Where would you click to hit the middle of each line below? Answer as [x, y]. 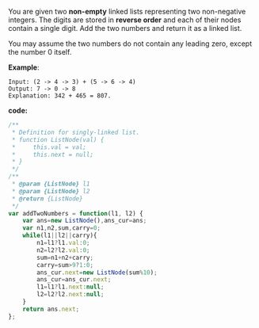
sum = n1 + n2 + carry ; [65, 257]
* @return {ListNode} [47, 198]
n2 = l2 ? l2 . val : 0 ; [63, 250]
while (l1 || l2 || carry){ [60, 236]
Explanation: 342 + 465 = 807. [60, 96]
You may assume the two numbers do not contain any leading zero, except [130, 44]
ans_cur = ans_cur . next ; [74, 280]
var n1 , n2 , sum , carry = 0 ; [62, 228]
